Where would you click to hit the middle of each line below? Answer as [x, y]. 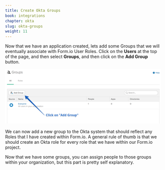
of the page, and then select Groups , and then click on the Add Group [77, 57]
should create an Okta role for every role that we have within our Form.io [79, 142]
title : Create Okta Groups [33, 10]
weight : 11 [16, 31]
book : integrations [25, 16]
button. [12, 62]
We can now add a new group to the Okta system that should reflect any [79, 132]
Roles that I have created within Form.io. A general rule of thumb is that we [81, 137]
